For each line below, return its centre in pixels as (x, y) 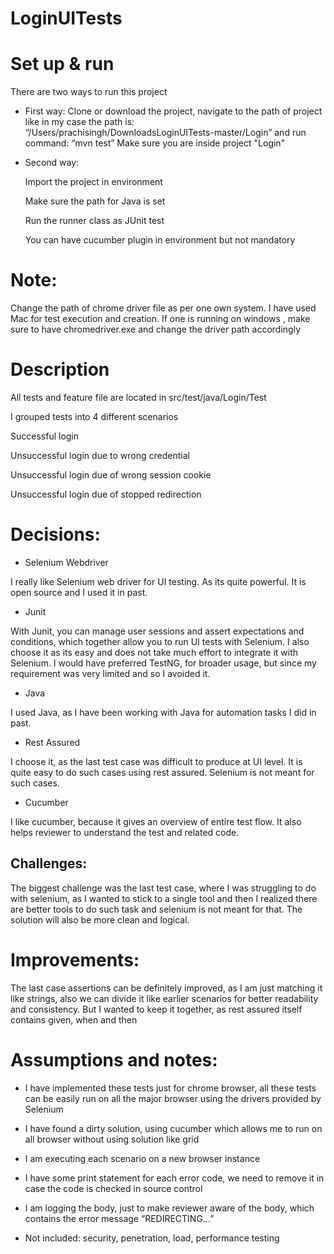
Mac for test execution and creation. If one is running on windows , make (160, 319)
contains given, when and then (74, 1019)
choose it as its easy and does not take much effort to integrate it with (154, 652)
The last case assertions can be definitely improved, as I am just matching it (166, 988)
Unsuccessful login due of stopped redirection (106, 494)
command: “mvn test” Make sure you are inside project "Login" (155, 143)
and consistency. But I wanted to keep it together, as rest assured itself (156, 1009)
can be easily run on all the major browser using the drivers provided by (173, 1098)
